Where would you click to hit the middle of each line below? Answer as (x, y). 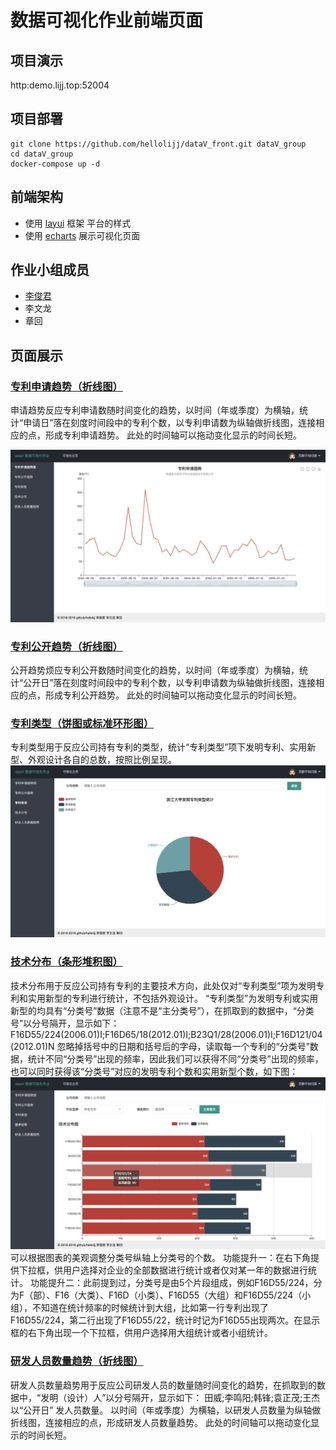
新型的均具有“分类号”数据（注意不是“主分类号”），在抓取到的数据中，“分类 (162, 1010)
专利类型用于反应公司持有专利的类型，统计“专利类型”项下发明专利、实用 (159, 747)
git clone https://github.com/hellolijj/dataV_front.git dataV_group (158, 144)
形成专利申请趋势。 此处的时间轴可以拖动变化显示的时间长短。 (173, 435)
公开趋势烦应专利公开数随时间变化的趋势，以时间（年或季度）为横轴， (155, 670)
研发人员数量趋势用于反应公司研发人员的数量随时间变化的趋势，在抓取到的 (163, 1385)
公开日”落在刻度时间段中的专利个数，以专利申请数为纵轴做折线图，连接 (170, 683)
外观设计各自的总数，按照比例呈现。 (102, 760)
